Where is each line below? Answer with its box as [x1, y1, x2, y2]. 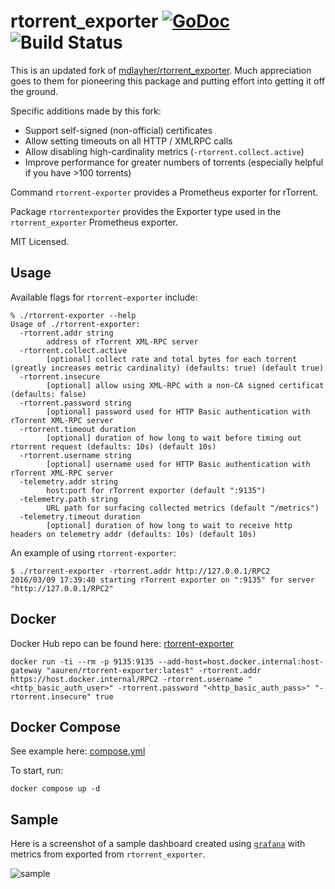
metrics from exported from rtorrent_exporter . [10, 848, 206, 860]
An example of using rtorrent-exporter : [10, 546, 177, 559]
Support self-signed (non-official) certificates [24, 124, 213, 136]
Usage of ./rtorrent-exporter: [10, 319, 141, 329]
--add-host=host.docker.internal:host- [158, 656, 325, 667]
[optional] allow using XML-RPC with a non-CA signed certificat [46, 380, 325, 390]
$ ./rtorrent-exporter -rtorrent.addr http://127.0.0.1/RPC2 [10, 566, 271, 576]
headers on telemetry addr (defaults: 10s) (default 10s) [10, 529, 257, 539]
